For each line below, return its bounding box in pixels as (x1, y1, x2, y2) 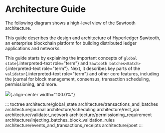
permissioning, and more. (5, 81, 58, 87)
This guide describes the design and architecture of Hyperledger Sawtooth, (5, 35, 161, 41)
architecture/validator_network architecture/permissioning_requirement (5, 112, 152, 118)
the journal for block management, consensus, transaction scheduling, (5, 76, 151, 82)
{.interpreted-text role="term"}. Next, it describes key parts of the (5, 66, 141, 71)
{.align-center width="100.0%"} (10, 91, 76, 97)
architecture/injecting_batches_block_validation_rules (5, 117, 115, 123)
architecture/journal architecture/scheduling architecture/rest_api (5, 106, 140, 112)
